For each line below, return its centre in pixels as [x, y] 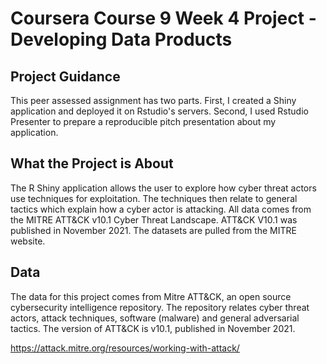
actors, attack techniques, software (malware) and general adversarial [155, 318]
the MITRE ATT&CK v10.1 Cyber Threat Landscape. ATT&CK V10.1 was [154, 219]
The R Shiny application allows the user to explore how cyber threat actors [163, 188]
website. [28, 241]
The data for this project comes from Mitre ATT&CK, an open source [151, 296]
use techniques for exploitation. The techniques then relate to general [154, 198]
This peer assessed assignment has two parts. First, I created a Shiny [153, 100]
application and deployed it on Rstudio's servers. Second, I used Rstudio [159, 111]
